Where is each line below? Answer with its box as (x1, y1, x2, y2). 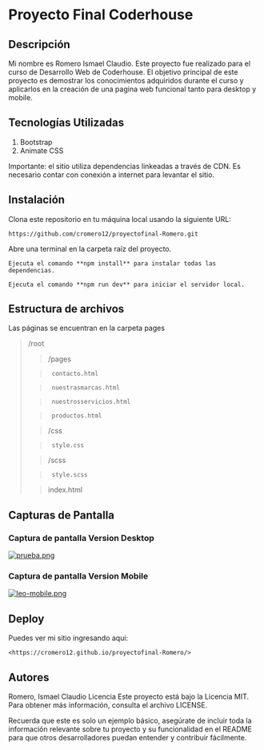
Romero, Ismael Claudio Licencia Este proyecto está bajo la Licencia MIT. (8, 692, 250, 702)
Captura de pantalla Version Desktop (8, 532, 154, 543)
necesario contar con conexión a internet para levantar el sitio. (8, 170, 214, 179)
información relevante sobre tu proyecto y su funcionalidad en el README (8, 724, 252, 734)
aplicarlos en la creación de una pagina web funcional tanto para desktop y (8, 84, 257, 94)
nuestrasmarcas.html (51, 384, 120, 392)
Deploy (8, 611, 45, 626)
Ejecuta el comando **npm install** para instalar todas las (8, 259, 217, 268)
